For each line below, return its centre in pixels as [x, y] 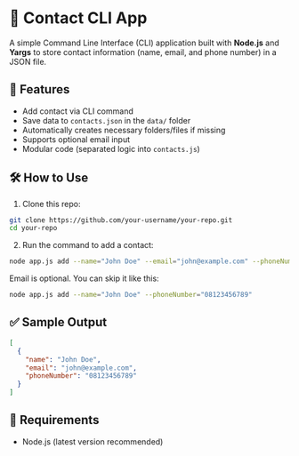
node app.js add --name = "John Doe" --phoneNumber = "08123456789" [131, 295]
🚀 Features [40, 89]
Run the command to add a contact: [88, 245]
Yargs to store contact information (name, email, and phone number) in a [143, 52]
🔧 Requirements [54, 420]
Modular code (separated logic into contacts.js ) [111, 148]
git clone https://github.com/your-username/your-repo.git [121, 220]
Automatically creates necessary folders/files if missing [124, 130]
